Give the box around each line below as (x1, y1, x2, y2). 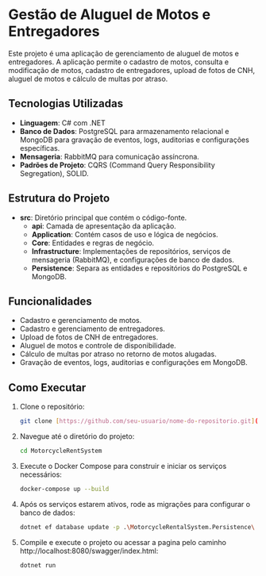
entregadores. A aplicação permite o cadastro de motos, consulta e (8, 57, 229, 67)
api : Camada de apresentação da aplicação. (31, 221, 176, 231)
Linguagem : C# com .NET (19, 117, 106, 128)
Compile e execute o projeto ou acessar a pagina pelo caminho (19, 537, 227, 547)
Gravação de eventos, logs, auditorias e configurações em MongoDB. (19, 358, 248, 367)
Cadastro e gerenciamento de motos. (19, 316, 142, 325)
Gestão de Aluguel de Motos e (8, 6, 211, 24)
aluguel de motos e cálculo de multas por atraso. (8, 74, 168, 83)
